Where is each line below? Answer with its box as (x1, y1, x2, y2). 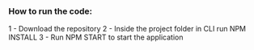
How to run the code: (8, 6, 93, 17)
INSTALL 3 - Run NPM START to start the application (8, 32, 184, 42)
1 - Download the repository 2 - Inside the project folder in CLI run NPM (8, 24, 247, 34)
